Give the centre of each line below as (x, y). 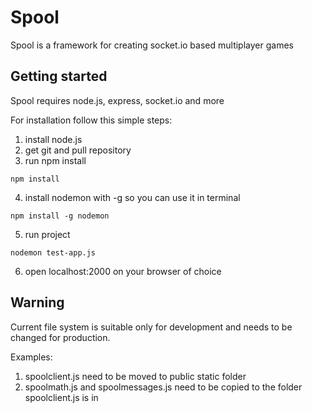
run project (47, 234)
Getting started (59, 76)
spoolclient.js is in (61, 397)
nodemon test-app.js (53, 252)
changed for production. (60, 337)
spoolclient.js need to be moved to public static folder (135, 376)
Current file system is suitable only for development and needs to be (151, 327)
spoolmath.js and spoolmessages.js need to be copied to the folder (163, 387)
